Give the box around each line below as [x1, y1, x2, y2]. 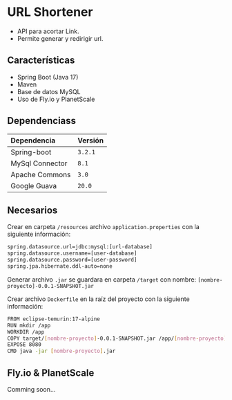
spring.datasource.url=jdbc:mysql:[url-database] [7, 244, 153, 251]
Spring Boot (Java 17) [17, 73, 79, 81]
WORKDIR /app [7, 328, 45, 336]
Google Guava [10, 181, 57, 190]
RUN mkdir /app [7, 322, 51, 329]
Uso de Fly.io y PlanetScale [17, 95, 95, 103]
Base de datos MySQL [17, 87, 81, 96]
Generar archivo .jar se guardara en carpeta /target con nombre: [7, 275, 197, 284]
